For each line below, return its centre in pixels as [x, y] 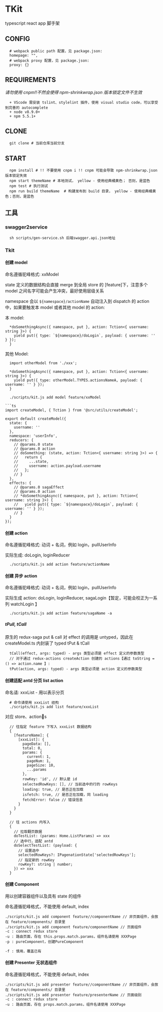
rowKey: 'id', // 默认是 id [50, 779]
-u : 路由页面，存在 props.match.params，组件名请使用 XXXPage [65, 1004]
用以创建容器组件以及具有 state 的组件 [43, 896]
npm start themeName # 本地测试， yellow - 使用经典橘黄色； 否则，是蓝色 [80, 181]
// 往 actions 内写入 [30, 822]
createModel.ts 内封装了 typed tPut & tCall [47, 643]
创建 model [16, 262]
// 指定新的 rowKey [36, 860]
